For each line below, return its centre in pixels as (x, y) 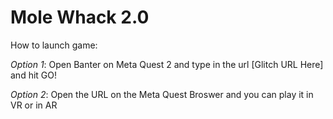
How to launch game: (54, 45)
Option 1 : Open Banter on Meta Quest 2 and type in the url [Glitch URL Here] (167, 64)
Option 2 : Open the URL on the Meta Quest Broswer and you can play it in (162, 94)
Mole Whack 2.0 (80, 17)
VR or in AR (34, 105)
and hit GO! (34, 75)
